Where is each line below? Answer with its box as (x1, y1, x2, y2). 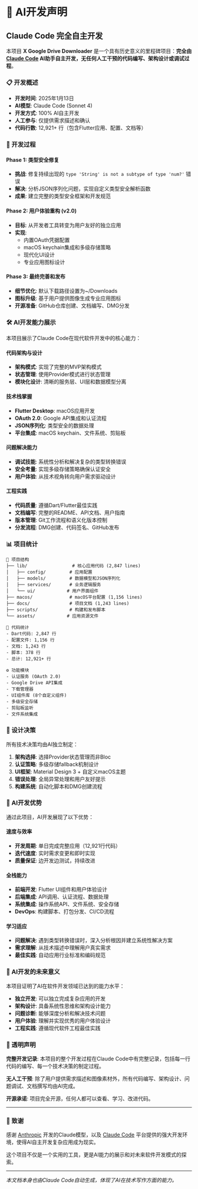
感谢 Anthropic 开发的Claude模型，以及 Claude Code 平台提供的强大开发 (6, 1131, 183, 1138)
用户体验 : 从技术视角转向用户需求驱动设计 (14, 473, 116, 480)
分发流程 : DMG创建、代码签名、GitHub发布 (14, 524, 120, 531)
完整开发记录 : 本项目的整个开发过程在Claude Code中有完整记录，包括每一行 (6, 1055, 190, 1063)
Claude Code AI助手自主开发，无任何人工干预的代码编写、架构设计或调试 (6, 55, 184, 62)
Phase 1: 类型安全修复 (6, 156, 60, 163)
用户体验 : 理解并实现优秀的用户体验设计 (14, 1017, 111, 1024)
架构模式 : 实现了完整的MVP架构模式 (14, 364, 102, 371)
